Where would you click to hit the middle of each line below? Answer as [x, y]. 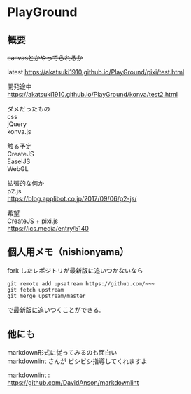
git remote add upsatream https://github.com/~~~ [81, 284]
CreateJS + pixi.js [33, 221]
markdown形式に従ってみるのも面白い [62, 352]
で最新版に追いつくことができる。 [56, 310]
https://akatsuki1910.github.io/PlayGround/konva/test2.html [93, 94]
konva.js [19, 131]
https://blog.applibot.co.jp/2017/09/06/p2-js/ [72, 198]
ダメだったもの [29, 109]
